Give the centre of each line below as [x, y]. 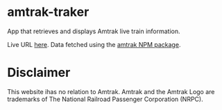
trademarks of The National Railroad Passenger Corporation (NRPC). [105, 99]
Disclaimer [39, 73]
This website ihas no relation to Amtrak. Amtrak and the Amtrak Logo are [111, 91]
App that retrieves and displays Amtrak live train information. [94, 31]
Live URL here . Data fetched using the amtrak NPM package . [94, 44]
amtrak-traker [48, 12]
